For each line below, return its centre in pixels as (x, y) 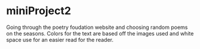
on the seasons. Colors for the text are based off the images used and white (100, 33)
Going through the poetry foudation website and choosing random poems (97, 27)
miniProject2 (39, 11)
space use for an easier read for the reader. (60, 40)
